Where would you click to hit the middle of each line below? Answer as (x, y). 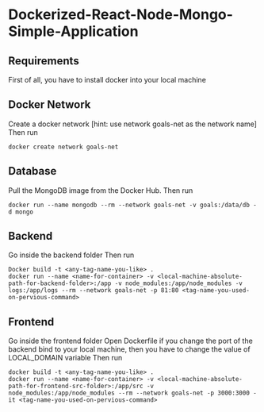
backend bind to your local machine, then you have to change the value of (130, 349)
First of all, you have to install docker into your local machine (107, 80)
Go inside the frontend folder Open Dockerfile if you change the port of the (131, 341)
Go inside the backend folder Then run (71, 255)
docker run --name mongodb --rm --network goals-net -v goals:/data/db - (133, 205)
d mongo (21, 212)
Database (33, 171)
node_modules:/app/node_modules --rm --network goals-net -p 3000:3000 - (133, 393)
